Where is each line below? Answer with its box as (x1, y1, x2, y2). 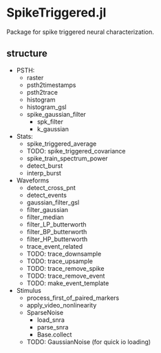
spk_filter (36, 117, 63, 126)
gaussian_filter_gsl (26, 198, 80, 207)
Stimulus (16, 286, 42, 294)
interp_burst (26, 169, 61, 177)
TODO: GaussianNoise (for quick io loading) (26, 337, 151, 346)
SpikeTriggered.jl (6, 5, 107, 21)
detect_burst (26, 161, 63, 170)
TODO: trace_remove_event (26, 271, 105, 280)
